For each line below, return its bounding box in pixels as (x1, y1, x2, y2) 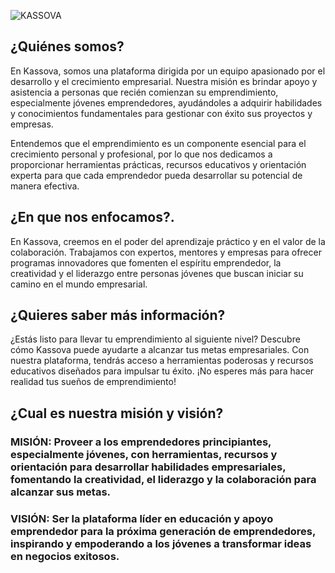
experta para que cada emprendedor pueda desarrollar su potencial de (10, 169, 303, 181)
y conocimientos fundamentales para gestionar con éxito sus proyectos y (10, 107, 313, 119)
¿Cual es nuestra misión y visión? (10, 405, 224, 422)
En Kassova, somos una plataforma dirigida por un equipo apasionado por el (10, 65, 326, 77)
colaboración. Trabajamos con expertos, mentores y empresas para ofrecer (10, 246, 322, 258)
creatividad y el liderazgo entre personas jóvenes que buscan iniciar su (10, 267, 304, 279)
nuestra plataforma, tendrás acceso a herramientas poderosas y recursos (10, 355, 314, 367)
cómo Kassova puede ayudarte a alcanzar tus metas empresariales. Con (10, 344, 310, 356)
